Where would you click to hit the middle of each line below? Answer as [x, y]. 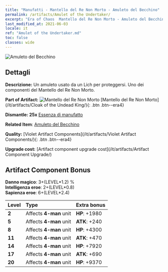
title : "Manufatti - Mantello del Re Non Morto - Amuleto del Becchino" [82, 10]
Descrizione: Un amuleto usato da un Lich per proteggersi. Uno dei [74, 84]
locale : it [16, 29]
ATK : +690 [89, 254]
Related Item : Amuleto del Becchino [42, 124]
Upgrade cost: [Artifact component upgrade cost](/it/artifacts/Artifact [77, 149]
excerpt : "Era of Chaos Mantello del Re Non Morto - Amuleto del [76, 19]
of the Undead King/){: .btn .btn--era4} [84, 105]
